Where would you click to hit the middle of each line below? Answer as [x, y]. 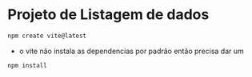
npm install [27, 65]
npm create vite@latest [47, 36]
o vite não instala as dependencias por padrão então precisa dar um [132, 51]
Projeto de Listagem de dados [108, 15]
